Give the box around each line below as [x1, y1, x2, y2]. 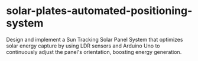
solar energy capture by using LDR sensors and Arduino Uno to [6, 42, 161, 49]
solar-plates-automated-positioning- [6, 4, 193, 18]
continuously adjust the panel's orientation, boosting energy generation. [6, 48, 182, 55]
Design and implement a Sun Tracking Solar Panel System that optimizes [6, 36, 183, 43]
